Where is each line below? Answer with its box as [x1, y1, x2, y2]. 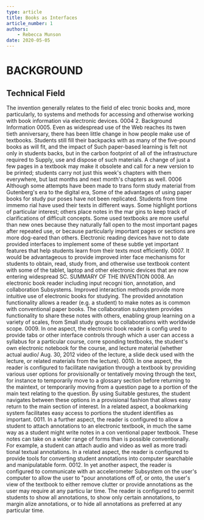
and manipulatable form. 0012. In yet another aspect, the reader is [6, 461, 172, 468]
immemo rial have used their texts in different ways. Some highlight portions [6, 202, 197, 208]
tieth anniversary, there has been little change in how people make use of [6, 130, 191, 137]
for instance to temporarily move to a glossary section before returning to [6, 377, 191, 384]
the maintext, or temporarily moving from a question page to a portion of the [6, 383, 198, 390]
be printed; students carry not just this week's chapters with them [6, 169, 172, 176]
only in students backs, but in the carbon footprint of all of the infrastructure [6, 150, 198, 156]
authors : [6, 26, 29, 32]
